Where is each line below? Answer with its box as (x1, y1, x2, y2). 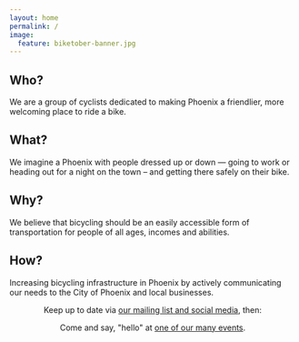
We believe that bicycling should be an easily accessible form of (9, 216, 250, 227)
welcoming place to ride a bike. (9, 106, 127, 117)
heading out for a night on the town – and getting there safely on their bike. (9, 166, 290, 177)
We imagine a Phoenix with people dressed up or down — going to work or (9, 156, 290, 167)
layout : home (9, 13, 59, 23)
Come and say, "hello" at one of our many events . (59, 322, 246, 333)
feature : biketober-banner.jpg (17, 38, 136, 48)
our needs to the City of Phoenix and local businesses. (9, 287, 214, 297)
